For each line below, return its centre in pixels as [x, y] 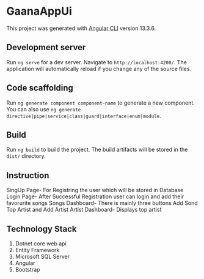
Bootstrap [27, 270]
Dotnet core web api [41, 244]
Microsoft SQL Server [42, 256]
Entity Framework [37, 250]
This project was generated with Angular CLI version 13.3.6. [81, 28]
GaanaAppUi [39, 11]
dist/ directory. [26, 156]
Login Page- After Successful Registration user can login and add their [95, 196]
